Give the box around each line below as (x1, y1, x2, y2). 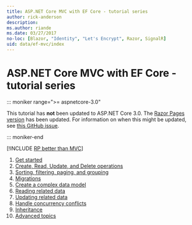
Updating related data (15, 193, 68, 200)
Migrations (15, 175, 41, 182)
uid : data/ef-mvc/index (6, 42, 65, 47)
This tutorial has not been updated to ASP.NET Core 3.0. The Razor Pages (6, 110, 185, 117)
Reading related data (15, 187, 66, 194)
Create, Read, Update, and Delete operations (15, 162, 123, 169)
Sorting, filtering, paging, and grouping (15, 168, 109, 176)
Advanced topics (15, 212, 56, 219)
